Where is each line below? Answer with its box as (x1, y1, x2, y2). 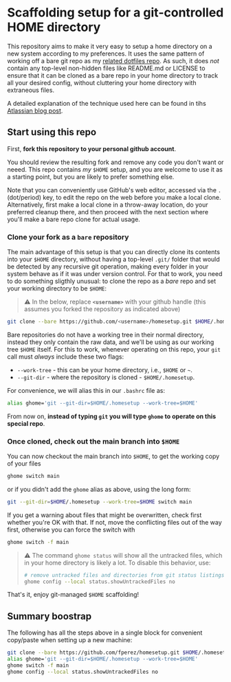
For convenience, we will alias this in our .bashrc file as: (7, 386, 165, 394)
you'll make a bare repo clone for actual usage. (7, 215, 141, 223)
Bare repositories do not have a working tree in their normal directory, (7, 330, 205, 339)
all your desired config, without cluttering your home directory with (7, 78, 197, 87)
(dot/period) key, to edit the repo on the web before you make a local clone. (7, 193, 221, 201)
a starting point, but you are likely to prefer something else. (7, 172, 175, 181)
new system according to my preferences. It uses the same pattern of (7, 49, 205, 58)
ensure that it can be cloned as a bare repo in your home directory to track (7, 71, 219, 80)
